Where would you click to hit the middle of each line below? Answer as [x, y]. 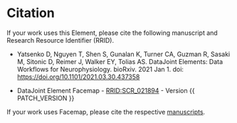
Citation [31, 13]
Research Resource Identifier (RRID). [60, 40]
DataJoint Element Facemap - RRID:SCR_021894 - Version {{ [106, 90]
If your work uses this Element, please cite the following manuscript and [112, 33]
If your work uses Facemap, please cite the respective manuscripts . [106, 112]
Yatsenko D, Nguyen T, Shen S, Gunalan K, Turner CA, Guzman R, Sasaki [123, 54]
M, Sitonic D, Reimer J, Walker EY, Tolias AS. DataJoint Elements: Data [120, 61]
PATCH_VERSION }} [46, 98]
